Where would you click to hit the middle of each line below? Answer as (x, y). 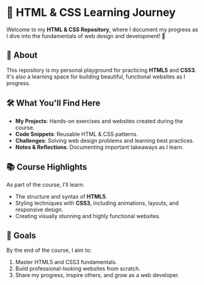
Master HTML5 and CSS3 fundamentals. (66, 262)
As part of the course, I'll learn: (45, 185)
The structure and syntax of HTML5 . (61, 197)
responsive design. (39, 210)
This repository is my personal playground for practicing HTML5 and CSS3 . (101, 70)
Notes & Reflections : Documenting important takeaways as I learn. (99, 147)
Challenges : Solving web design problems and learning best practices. (104, 140)
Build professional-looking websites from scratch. (78, 268)
